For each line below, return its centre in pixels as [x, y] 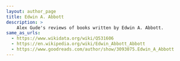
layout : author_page [31, 11]
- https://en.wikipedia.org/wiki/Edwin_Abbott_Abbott [78, 44]
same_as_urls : [23, 33]
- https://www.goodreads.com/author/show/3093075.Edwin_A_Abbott [93, 49]
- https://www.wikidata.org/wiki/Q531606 [63, 38]
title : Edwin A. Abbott [35, 17]
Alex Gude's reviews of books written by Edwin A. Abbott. [90, 28]
